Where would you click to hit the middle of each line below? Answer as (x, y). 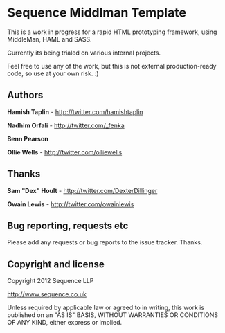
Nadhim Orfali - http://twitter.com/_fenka (66, 125)
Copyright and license (56, 264)
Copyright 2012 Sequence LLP (51, 281)
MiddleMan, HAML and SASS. (49, 39)
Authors (25, 95)
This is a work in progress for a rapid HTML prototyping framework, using (112, 32)
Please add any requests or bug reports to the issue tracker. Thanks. (105, 242)
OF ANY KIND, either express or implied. (65, 323)
